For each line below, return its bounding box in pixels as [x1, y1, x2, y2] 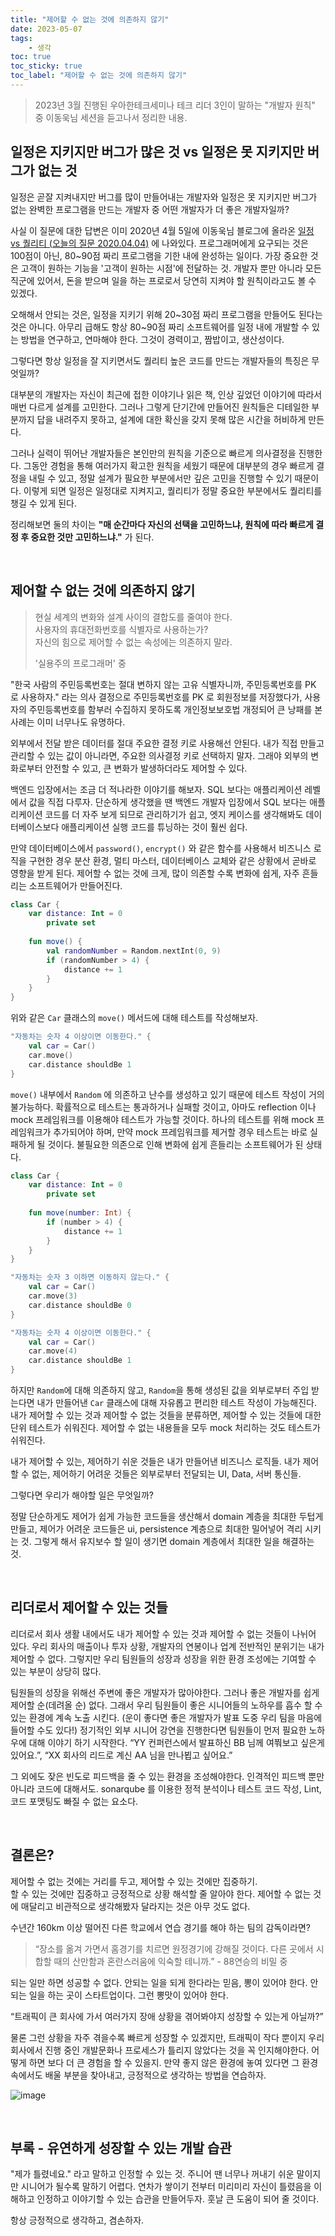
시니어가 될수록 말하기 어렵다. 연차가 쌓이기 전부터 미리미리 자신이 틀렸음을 [20, 2181, 312, 2193]
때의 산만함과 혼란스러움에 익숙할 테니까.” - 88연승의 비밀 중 [53, 1955, 288, 1967]
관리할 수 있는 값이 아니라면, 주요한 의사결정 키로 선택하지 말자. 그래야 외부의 [10, 749, 309, 761]
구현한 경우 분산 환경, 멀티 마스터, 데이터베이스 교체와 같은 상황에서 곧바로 [28, 854, 317, 866]
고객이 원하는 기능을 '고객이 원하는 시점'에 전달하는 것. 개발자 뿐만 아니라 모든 [20, 262, 322, 274]
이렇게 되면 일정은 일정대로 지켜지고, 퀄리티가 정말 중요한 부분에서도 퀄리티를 [23, 484, 323, 496]
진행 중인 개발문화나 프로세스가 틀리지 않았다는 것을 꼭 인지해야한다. [44, 2044, 310, 2056]
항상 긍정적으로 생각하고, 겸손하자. [10, 2214, 145, 2226]
